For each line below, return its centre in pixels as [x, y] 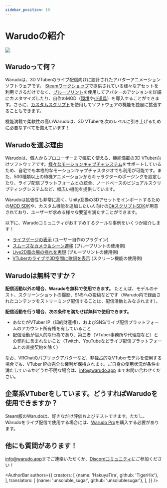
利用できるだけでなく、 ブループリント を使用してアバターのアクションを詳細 [83, 92]
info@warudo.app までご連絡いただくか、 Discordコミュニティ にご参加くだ [82, 459]
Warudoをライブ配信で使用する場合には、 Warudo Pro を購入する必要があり [82, 422]
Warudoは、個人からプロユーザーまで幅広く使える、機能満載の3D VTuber [81, 158]
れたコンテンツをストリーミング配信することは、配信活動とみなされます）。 [83, 301]
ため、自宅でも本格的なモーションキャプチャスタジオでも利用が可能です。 [82, 171]
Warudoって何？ [31, 67]
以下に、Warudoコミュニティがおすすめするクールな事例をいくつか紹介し [81, 223]
